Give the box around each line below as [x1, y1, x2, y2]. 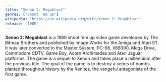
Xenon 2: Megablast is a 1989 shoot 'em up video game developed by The [5, 35, 158, 41]
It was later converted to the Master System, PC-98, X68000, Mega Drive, [5, 45, 156, 51]
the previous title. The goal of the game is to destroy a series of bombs [5, 61, 150, 67]
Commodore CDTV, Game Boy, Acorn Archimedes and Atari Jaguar [5, 50, 142, 56]
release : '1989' [5, 21, 39, 26]
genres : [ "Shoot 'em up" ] [5, 12, 58, 17]
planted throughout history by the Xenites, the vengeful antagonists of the [5, 66, 156, 72]
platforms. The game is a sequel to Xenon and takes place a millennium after [5, 55, 162, 62]
